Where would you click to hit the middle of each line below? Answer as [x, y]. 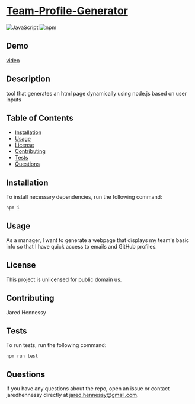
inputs [14, 100]
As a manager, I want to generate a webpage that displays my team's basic [98, 240]
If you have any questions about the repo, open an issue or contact [88, 389]
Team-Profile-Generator [67, 11]
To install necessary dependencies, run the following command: [84, 197]
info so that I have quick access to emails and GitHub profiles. [81, 246]
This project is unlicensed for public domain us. [64, 279]
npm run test [22, 356]
